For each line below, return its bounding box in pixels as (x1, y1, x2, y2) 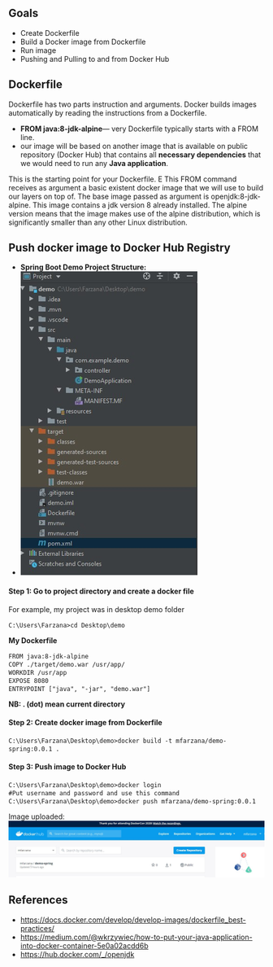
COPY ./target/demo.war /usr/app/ (8, 660, 126, 668)
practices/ (19, 923, 55, 933)
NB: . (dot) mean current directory (8, 699, 126, 709)
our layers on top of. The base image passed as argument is (8, 191, 210, 201)
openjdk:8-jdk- (210, 191, 262, 201)
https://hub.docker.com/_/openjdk (19, 949, 135, 959)
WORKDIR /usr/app (8, 668, 67, 676)
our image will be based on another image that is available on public (19, 141, 249, 151)
